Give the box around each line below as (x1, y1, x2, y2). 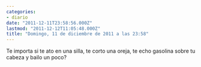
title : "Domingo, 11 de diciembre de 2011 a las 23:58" (6, 31, 149, 37)
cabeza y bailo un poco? (6, 54, 67, 61)
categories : (6, 8, 36, 15)
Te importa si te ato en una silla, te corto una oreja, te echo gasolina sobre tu (6, 47, 196, 54)
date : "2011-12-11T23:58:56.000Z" (6, 20, 93, 26)
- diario (6, 14, 28, 20)
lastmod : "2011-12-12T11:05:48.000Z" (6, 25, 101, 32)
